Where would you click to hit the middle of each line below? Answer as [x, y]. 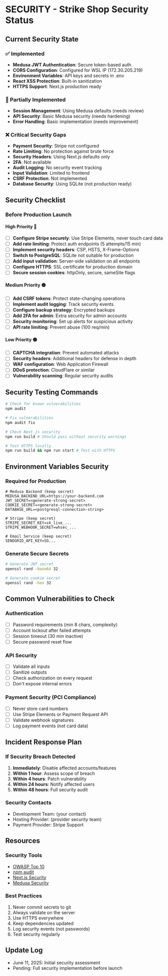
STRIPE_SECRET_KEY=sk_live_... [39, 523]
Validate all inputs [31, 666]
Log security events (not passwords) [51, 929]
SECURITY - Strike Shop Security [77, 9]
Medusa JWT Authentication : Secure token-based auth [72, 64]
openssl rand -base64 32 [32, 569]
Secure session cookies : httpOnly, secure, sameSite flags [74, 273]
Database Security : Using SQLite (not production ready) [72, 184]
